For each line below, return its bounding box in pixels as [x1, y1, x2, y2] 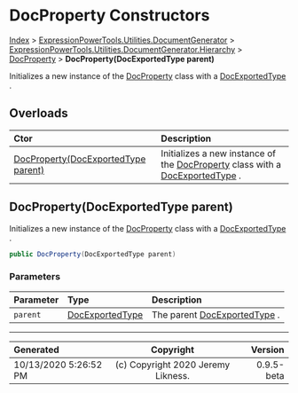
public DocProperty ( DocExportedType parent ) [9, 249, 176, 258]
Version [250, 343, 285, 356]
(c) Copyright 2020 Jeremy [114, 358, 231, 371]
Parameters [9, 271, 60, 283]
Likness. [154, 369, 191, 381]
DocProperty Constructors [9, 5, 210, 26]
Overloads [9, 106, 68, 121]
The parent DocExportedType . [151, 308, 280, 320]
